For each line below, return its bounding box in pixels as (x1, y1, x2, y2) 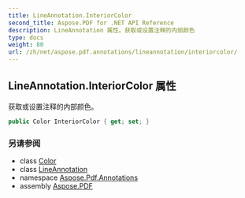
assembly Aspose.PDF (19, 181, 93, 190)
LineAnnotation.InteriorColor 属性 (8, 80, 176, 93)
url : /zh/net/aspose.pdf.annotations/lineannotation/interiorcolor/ (8, 48, 238, 56)
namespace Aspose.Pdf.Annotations (19, 173, 139, 182)
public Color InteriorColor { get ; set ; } (8, 118, 150, 125)
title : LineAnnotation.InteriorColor (8, 11, 132, 20)
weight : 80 (8, 41, 44, 49)
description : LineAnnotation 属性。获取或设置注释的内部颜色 (8, 26, 195, 34)
